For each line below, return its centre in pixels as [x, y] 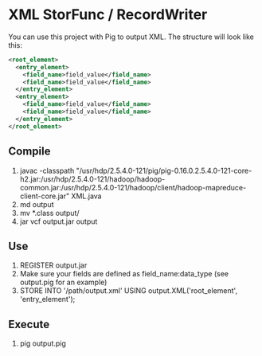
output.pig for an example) [63, 282]
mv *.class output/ [49, 213]
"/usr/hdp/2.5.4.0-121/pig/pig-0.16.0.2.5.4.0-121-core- [164, 170]
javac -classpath [47, 170]
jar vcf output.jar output [59, 221]
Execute [29, 324]
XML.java [86, 196]
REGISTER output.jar [53, 265]
